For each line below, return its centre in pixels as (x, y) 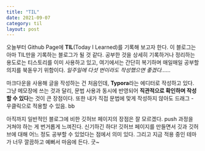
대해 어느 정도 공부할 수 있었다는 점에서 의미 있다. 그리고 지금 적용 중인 (101, 134)
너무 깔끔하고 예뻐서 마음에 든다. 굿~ (56, 142)
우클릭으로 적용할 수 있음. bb (41, 106)
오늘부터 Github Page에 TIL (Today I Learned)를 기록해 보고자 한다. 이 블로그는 (101, 47)
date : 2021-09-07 (28, 18)
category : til (24, 23)
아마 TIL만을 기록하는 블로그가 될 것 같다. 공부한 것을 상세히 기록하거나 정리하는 (101, 55)
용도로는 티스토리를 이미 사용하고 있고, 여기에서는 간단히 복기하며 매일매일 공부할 (103, 62)
